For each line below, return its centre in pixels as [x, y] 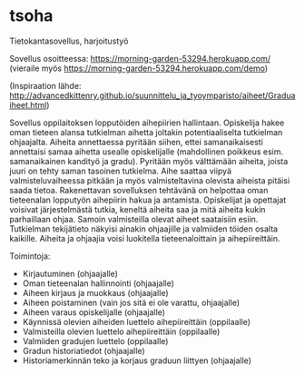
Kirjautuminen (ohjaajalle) [70, 273]
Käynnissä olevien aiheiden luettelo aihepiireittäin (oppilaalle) [137, 321]
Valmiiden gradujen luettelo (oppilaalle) [95, 340]
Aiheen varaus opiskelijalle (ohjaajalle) [94, 312]
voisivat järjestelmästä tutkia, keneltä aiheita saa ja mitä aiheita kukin [138, 209]
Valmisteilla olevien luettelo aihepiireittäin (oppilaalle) [121, 331]
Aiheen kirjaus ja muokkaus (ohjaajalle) [95, 292]
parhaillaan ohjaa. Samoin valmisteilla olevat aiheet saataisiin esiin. [134, 219]
